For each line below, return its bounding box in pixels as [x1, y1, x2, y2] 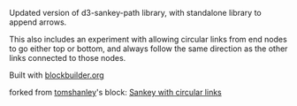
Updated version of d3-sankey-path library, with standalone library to [9, 8, 263, 18]
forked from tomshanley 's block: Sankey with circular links [9, 87, 223, 97]
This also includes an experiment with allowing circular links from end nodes [9, 34, 287, 44]
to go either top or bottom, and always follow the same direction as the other [9, 43, 288, 54]
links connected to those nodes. [9, 53, 126, 63]
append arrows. [9, 17, 67, 27]
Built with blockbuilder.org [9, 70, 104, 80]
